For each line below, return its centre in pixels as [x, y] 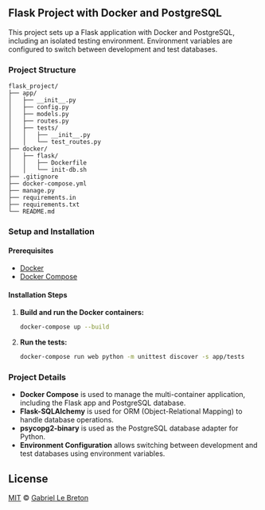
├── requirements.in [43, 198]
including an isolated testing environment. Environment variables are [121, 41]
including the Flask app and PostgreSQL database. [103, 403]
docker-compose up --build [64, 327]
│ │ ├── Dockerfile [48, 163]
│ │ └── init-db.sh [48, 170]
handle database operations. [66, 420]
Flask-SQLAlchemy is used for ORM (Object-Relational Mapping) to [131, 411]
